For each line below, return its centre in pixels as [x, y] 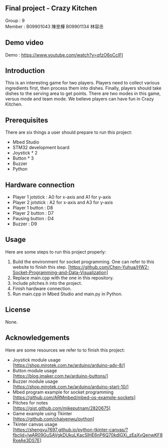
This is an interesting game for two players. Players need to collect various [82, 83]
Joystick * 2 [25, 153]
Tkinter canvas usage [35, 424]
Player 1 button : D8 [33, 208]
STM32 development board [41, 147]
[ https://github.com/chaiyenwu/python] [53, 419]
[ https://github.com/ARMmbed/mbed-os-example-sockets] [74, 397]
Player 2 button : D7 [33, 213]
